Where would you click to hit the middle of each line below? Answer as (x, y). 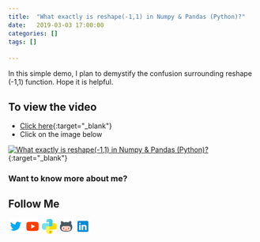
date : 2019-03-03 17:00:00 (56, 25)
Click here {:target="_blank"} (66, 126)
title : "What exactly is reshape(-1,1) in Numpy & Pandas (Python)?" (127, 17)
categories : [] (33, 33)
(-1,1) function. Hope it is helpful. (61, 82)
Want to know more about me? (68, 178)
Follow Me (34, 204)
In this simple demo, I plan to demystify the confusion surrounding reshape (130, 74)
